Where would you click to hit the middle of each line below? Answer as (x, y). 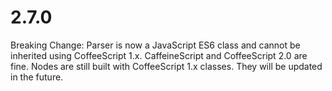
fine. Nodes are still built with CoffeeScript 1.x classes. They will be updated (166, 66)
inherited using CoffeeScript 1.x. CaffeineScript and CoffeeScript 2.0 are (159, 55)
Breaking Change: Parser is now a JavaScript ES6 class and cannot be (155, 45)
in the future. (37, 77)
